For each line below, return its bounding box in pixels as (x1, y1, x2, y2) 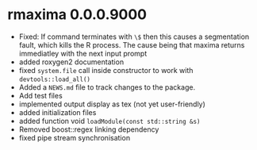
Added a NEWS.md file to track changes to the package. (18, 82, 196, 92)
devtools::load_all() (18, 75, 90, 83)
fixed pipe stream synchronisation (18, 133, 131, 142)
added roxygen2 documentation (18, 57, 125, 67)
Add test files (18, 90, 63, 100)
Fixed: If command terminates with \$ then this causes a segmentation (18, 32, 250, 41)
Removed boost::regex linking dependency (18, 125, 159, 134)
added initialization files (18, 107, 97, 117)
